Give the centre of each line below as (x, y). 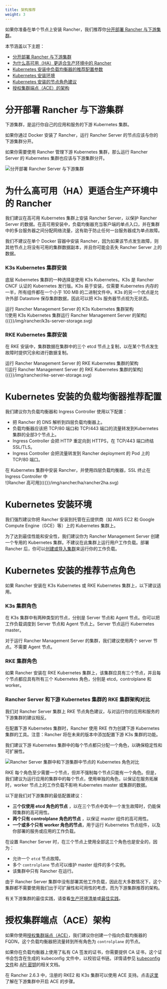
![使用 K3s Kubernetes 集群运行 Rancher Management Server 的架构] (76, 315)
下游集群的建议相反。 (27, 717)
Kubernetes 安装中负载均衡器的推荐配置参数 (58, 69)
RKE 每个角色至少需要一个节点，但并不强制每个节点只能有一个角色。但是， (82, 772)
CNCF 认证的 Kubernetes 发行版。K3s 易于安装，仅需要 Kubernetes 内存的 (82, 286)
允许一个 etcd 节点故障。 (38, 858)
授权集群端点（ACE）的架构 (41, 88)
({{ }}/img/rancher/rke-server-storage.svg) (49, 375)
